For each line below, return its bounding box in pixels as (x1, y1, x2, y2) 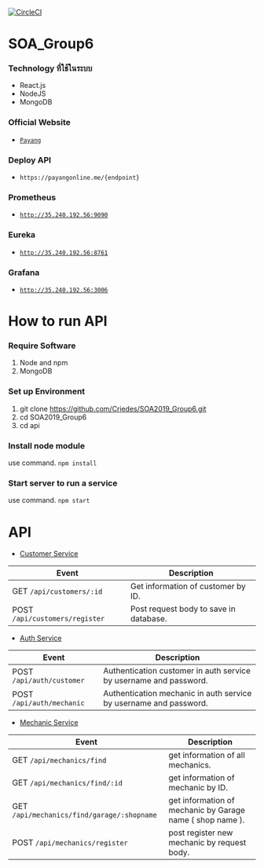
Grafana (8, 267, 40, 278)
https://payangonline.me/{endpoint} (19, 174, 140, 182)
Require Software (8, 340, 76, 351)
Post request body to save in (130, 603, 236, 614)
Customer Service (19, 549, 79, 559)
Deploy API (8, 154, 52, 165)
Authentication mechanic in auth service (103, 688, 252, 699)
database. (130, 613, 167, 624)
